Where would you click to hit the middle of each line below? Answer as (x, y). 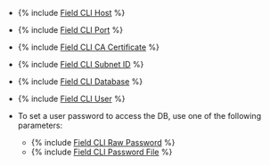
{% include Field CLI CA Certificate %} (89, 47)
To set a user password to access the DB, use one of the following (139, 116)
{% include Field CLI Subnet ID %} (81, 64)
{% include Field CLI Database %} (80, 82)
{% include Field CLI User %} (71, 98)
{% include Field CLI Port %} (70, 30)
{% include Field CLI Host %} (71, 13)
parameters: (40, 125)
